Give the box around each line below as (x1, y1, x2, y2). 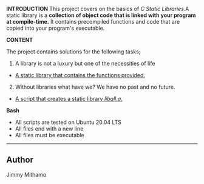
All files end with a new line (15, 125, 84, 132)
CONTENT (6, 36, 33, 43)
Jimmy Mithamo (6, 171, 47, 178)
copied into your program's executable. (6, 24, 105, 32)
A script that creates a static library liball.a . (15, 95, 123, 102)
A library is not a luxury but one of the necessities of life (15, 60, 155, 67)
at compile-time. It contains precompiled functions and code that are (6, 18, 180, 25)
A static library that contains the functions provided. (15, 72, 146, 78)
